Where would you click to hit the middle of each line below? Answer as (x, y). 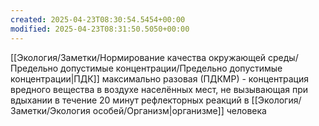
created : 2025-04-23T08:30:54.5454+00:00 (98, 19)
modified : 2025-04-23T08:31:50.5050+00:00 (100, 29)
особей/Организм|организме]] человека (179, 110)
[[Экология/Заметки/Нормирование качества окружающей (138, 57)
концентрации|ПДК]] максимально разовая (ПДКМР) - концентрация (159, 78)
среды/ (283, 57)
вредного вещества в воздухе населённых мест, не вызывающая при (159, 89)
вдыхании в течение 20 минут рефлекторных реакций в (130, 100)
